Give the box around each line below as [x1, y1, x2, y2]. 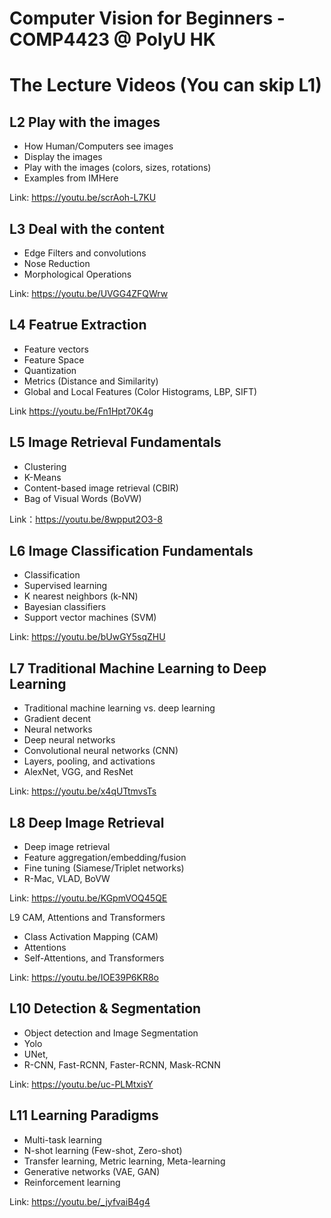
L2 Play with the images [9, 113, 161, 131]
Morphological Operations [23, 268, 132, 280]
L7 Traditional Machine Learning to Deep [9, 660, 267, 677]
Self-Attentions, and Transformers [23, 952, 165, 964]
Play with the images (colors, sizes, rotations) [23, 162, 212, 174]
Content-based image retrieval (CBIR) [23, 482, 179, 494]
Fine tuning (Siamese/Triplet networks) [23, 862, 185, 874]
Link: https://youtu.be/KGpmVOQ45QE [9, 892, 168, 904]
